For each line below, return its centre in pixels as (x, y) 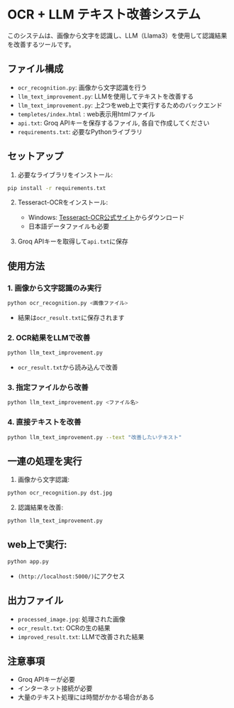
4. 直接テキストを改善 (44, 422)
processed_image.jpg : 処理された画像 (71, 619)
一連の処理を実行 (45, 461)
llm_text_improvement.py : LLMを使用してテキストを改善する (106, 96)
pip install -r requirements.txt (57, 188)
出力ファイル (35, 601)
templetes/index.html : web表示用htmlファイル (87, 114)
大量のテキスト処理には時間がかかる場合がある (86, 697)
